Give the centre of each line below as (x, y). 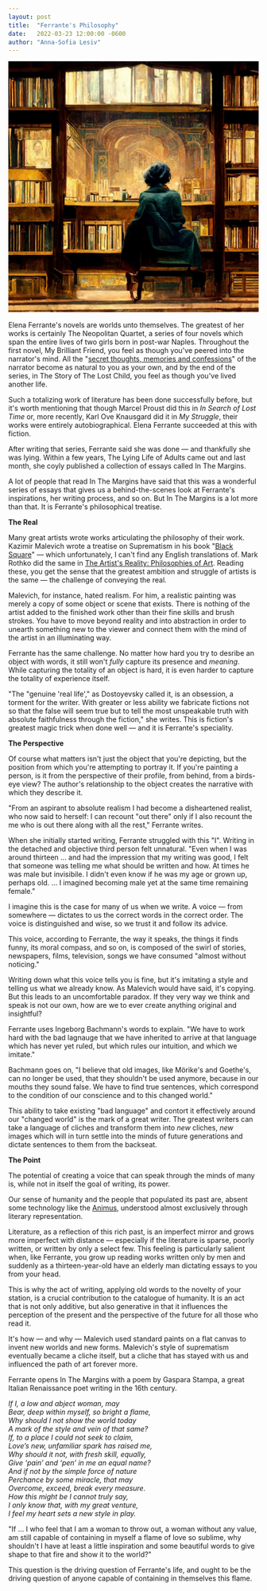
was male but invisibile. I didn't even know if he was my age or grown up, (128, 874)
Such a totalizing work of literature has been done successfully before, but (130, 400)
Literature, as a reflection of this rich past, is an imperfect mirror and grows (131, 1232)
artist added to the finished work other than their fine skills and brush (122, 613)
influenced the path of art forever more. (73, 1364)
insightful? (25, 1014)
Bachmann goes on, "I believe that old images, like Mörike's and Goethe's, (130, 1070)
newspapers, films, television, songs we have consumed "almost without (127, 956)
